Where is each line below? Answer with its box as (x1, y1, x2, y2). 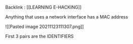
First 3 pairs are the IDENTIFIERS (5, 33, 74, 39)
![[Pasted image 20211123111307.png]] (5, 23, 84, 29)
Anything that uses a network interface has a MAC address (5, 14, 128, 19)
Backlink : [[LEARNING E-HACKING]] (5, 4, 82, 10)
